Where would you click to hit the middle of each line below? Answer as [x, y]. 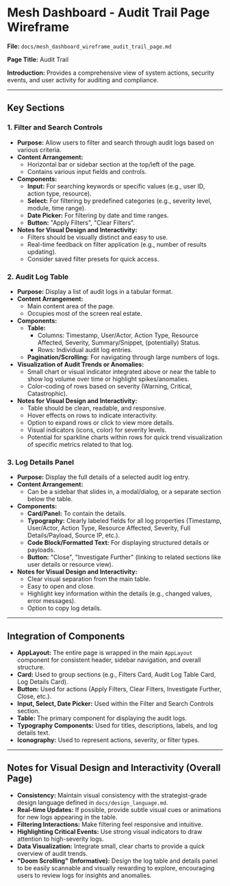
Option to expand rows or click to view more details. [101, 422]
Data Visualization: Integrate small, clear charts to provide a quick [111, 846]
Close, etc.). [34, 696]
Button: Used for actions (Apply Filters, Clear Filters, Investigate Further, [119, 689]
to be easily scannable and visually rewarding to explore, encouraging [116, 867]
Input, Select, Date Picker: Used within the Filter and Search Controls [115, 704]
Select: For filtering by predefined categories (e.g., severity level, [119, 201]
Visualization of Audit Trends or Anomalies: [80, 364]
